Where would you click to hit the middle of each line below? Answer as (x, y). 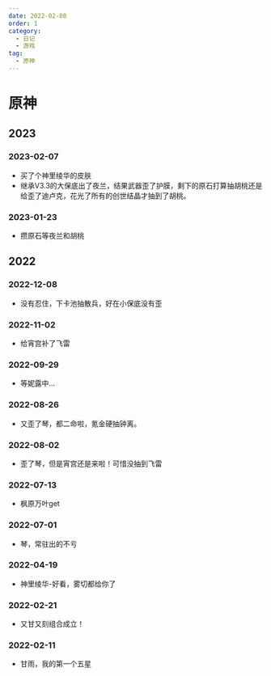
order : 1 (23, 23)
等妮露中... (37, 383)
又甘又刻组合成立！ (52, 624)
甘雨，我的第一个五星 (55, 664)
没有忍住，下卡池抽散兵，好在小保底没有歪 (91, 303)
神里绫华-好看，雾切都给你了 (68, 584)
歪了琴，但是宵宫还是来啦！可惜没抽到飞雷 (91, 463)
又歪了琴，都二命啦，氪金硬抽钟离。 (80, 423)
